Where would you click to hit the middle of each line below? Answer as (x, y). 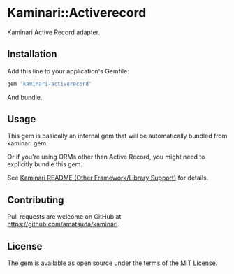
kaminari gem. (28, 143)
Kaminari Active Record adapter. (53, 32)
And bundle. (25, 97)
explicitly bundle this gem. (45, 164)
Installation (32, 54)
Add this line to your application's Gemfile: (68, 71)
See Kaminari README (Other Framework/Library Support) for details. (108, 178)
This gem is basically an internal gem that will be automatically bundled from (117, 136)
